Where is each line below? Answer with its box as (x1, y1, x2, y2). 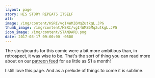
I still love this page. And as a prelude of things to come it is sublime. (5, 67, 144, 73)
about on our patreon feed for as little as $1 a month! (5, 58, 111, 64)
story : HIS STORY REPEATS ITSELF (5, 12, 74, 17)
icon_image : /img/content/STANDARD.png (5, 30, 87, 35)
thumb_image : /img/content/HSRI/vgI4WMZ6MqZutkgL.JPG (5, 25, 118, 30)
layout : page (5, 7, 32, 12)
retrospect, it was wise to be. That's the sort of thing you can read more (5, 53, 151, 58)
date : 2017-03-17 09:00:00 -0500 (5, 35, 74, 39)
